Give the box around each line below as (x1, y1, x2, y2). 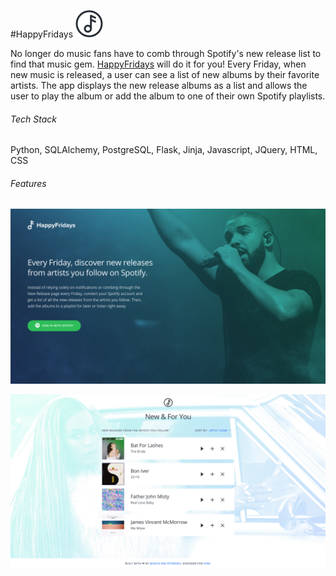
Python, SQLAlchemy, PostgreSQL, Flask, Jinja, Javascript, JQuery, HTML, (10, 144, 318, 156)
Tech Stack (10, 113, 57, 125)
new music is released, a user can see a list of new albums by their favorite (10, 69, 320, 80)
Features (10, 177, 47, 189)
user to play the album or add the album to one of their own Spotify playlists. (10, 90, 326, 102)
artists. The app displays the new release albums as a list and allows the (10, 80, 308, 91)
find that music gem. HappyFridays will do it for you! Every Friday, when (10, 58, 307, 70)
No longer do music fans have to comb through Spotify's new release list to (10, 48, 322, 59)
